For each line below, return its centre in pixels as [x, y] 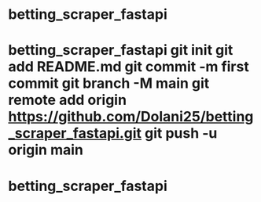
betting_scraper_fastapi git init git [121, 50]
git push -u [181, 133]
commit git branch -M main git [109, 83]
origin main [46, 150]
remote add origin [68, 100]
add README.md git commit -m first [129, 67]
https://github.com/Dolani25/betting [131, 117]
